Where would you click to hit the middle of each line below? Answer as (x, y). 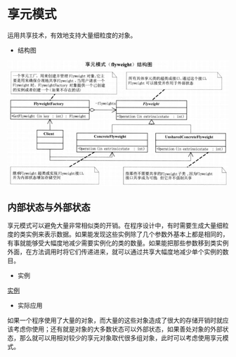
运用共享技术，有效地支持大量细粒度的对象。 (72, 35)
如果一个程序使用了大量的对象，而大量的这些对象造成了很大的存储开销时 (112, 320)
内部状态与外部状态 (49, 207)
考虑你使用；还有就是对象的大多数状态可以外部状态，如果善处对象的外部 (118, 329)
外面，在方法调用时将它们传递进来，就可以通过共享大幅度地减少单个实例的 (115, 252)
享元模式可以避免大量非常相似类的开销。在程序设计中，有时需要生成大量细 (115, 226)
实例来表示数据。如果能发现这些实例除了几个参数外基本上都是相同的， (127, 234)
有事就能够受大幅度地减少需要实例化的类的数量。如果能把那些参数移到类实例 (118, 243)
